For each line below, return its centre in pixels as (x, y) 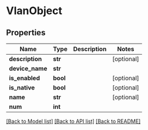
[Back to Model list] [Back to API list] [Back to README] (73, 121)
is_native (22, 88)
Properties (26, 33)
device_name (28, 69)
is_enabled (24, 78)
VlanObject (34, 11)
